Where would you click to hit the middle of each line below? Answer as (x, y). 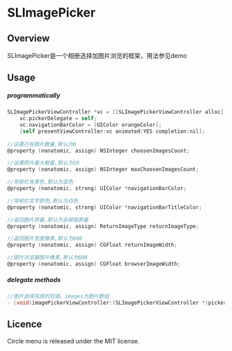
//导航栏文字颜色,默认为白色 (43, 201)
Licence (25, 324)
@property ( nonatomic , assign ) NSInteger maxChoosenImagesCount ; (103, 170)
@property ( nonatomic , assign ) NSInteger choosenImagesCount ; (98, 151)
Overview (29, 38)
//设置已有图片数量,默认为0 (42, 144)
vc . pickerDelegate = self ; (58, 119)
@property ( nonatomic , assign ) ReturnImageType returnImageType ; (103, 226)
